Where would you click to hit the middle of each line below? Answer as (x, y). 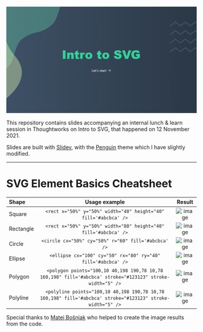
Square (18, 214)
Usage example (105, 202)
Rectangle (21, 229)
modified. (18, 154)
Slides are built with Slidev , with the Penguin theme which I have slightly (96, 147)
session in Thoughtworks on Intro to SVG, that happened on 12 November (98, 129)
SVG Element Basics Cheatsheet (89, 184)
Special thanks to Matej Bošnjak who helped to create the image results (95, 318)
